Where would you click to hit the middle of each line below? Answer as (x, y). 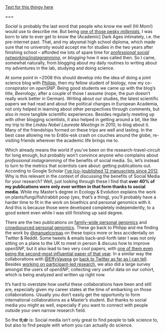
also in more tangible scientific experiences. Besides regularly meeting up (80, 114)
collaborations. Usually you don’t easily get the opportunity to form (73, 295)
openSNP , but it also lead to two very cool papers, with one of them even (79, 249)
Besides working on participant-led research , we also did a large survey (78, 264)
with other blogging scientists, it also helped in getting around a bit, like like (81, 119)
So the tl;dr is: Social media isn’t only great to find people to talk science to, (82, 320)
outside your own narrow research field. (45, 310)
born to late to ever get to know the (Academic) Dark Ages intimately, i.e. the (82, 37)
